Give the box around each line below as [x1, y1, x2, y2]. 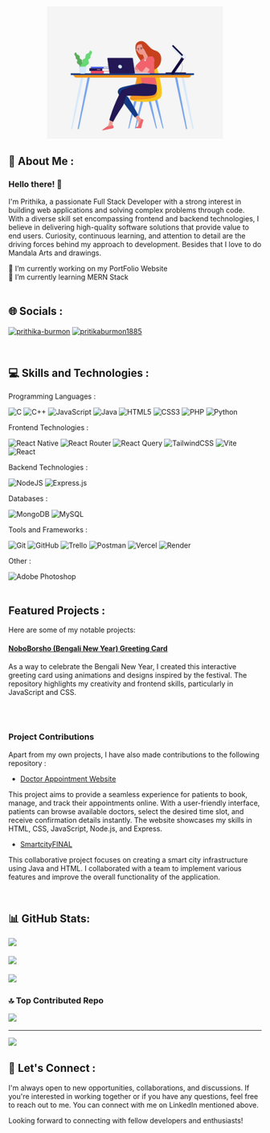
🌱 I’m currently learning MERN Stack [8, 272, 129, 282]
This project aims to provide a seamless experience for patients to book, [8, 789, 247, 799]
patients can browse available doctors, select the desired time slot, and [8, 806, 244, 816]
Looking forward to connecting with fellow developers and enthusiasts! [8, 1115, 243, 1125]
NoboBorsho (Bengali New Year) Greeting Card [8, 643, 168, 653]
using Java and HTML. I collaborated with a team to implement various [8, 863, 243, 873]
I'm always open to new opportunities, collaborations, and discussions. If [8, 1082, 250, 1093]
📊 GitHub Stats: [8, 912, 91, 926]
